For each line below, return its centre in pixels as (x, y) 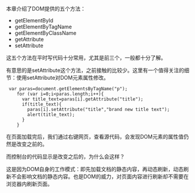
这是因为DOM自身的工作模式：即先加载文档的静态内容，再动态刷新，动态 (95, 169)
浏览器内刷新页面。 (29, 184)
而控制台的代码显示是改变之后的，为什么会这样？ (65, 156)
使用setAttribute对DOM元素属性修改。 (62, 78)
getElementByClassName (45, 33)
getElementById (34, 20)
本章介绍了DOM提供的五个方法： (46, 9)
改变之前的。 (32, 144)
